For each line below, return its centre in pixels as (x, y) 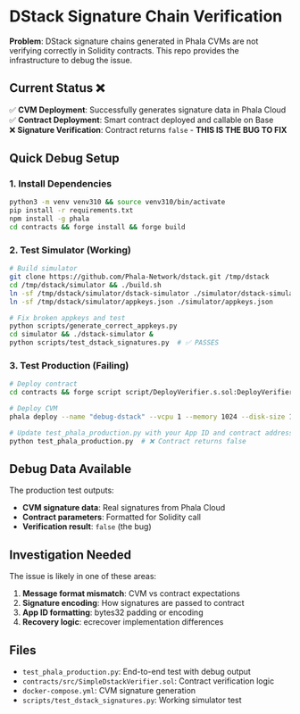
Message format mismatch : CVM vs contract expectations (131, 594)
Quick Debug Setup (65, 158)
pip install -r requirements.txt (71, 211)
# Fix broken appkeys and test (67, 318)
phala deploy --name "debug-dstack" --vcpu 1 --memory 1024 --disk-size (147, 417)
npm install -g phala (50, 219)
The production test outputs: (62, 490)
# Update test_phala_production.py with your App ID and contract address (151, 433)
